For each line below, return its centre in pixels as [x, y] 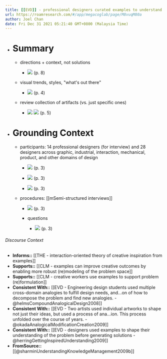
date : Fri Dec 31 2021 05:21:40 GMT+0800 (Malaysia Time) [67, 24]
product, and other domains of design [59, 158]
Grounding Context [53, 133]
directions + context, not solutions [55, 63]
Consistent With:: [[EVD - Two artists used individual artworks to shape [87, 309]
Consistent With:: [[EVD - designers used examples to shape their [81, 330]
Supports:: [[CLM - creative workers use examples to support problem [85, 277]
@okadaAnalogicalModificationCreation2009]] [60, 325]
